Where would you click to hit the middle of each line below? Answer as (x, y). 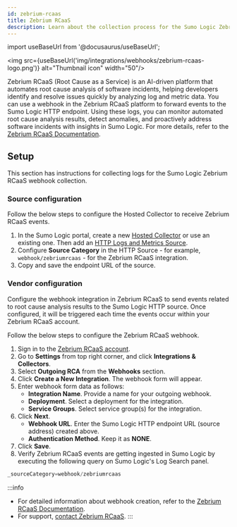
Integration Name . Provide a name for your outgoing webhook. (120, 393)
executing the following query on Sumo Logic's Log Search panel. (113, 461)
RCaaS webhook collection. (47, 181)
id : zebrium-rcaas (34, 14)
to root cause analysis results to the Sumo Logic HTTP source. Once (107, 306)
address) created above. (64, 431)
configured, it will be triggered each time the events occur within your (109, 314)
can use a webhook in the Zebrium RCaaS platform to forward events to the (117, 104)
